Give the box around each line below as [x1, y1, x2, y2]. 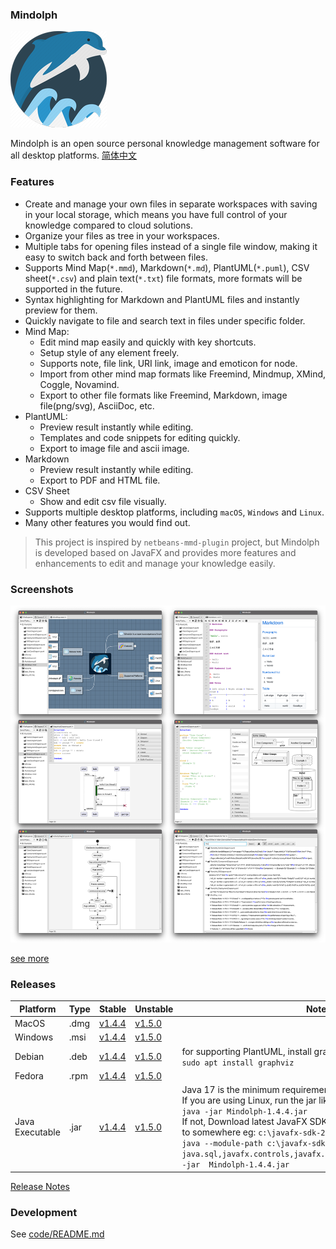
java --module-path [181, 1139, 263, 1149]
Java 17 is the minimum [181, 1084, 280, 1096]
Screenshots [10, 582, 74, 596]
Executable [14, 1126, 61, 1138]
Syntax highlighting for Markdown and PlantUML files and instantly [24, 293, 300, 305]
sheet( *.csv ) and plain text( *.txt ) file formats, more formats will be [24, 272, 303, 284]
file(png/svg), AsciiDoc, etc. [39, 399, 155, 412]
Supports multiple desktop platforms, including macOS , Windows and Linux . [24, 506, 325, 518]
